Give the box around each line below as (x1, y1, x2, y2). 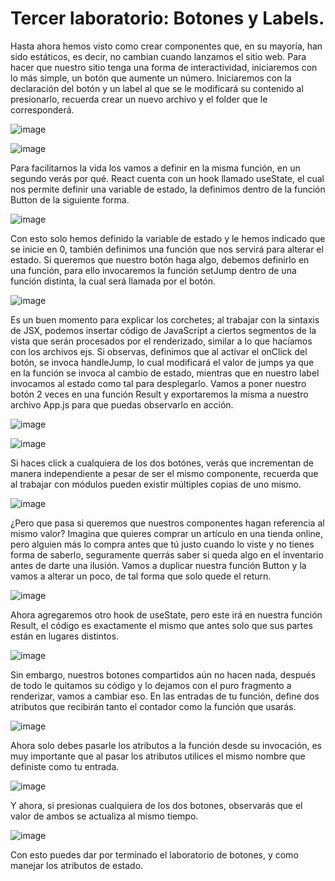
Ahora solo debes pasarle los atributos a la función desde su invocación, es (10, 739, 323, 751)
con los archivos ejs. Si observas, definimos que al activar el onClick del (10, 345, 308, 357)
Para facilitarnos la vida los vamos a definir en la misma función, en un (10, 162, 301, 174)
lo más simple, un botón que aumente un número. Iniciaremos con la (10, 72, 292, 84)
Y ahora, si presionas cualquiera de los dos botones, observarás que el (10, 799, 303, 811)
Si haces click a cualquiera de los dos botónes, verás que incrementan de (10, 457, 314, 469)
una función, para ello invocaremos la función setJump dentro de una (10, 264, 297, 276)
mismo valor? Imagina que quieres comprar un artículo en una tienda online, (10, 527, 324, 539)
